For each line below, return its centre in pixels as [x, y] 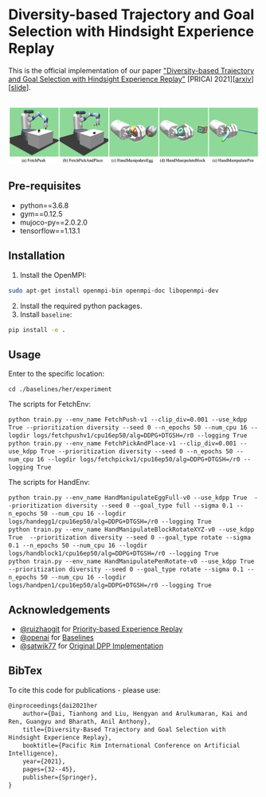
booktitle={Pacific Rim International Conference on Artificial [131, 745]
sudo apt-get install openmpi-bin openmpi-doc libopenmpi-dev [113, 291]
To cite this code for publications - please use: [84, 690]
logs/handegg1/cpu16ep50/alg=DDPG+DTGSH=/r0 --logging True [110, 522]
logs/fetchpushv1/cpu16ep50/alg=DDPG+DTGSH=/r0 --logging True [140, 436]
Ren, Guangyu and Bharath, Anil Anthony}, [80, 721]
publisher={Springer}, [60, 777]
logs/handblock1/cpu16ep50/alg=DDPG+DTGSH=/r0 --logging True [113, 554]
